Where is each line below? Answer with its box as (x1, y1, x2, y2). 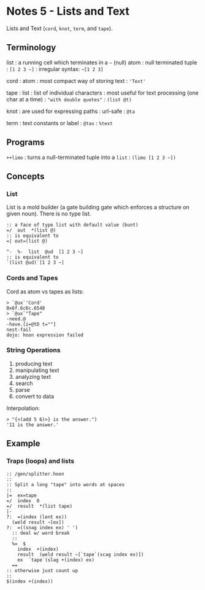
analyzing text (15, 373, 51, 380)
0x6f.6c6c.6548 (6, 305, 45, 311)
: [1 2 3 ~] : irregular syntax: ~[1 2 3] (6, 65, 104, 72)
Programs (6, 137, 45, 148)
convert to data (15, 392, 54, 400)
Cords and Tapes (6, 274, 58, 282)
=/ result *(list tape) (6, 503, 72, 509)
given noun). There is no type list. (6, 210, 91, 217)
